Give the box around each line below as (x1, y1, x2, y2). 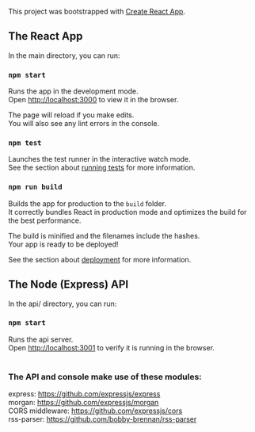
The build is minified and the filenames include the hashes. (8, 231, 200, 240)
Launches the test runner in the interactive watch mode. (8, 155, 192, 164)
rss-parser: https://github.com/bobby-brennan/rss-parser (8, 415, 197, 424)
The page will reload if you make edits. (8, 110, 135, 120)
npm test (8, 139, 42, 147)
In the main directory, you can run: (8, 51, 120, 60)
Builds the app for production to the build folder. (8, 198, 167, 208)
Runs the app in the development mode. (8, 86, 139, 96)
